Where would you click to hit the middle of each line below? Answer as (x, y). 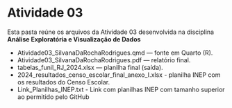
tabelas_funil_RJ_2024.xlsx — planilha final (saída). (90, 67)
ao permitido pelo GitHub (53, 97)
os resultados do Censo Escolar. (63, 82)
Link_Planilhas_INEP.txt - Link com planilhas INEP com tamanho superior (121, 89)
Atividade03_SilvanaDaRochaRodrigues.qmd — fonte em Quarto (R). (115, 53)
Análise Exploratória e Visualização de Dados (74, 39)
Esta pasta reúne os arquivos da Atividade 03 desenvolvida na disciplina (110, 32)
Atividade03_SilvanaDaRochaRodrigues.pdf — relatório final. (104, 60)
